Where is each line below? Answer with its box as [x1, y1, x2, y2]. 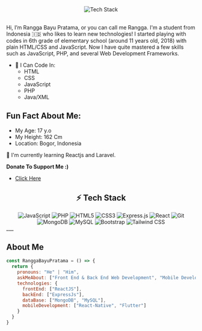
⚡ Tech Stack [76, 193, 126, 203]
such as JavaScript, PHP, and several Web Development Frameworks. [6, 50, 179, 57]
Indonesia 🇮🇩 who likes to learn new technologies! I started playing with [6, 30, 186, 37]
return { [11, 264, 34, 270]
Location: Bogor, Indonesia [14, 140, 82, 147]
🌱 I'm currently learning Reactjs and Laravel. [6, 151, 116, 158]
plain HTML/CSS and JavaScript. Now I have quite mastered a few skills [6, 43, 184, 51]
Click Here [14, 175, 41, 182]
